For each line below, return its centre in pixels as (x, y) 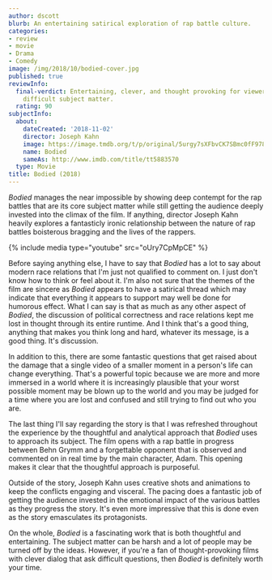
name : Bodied (45, 152)
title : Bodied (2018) (45, 174)
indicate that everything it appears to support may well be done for (120, 298)
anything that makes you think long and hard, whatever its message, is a (129, 332)
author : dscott (34, 16)
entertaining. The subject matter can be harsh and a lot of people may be (130, 541)
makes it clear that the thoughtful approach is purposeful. (104, 467)
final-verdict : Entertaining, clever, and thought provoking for (128, 91)
